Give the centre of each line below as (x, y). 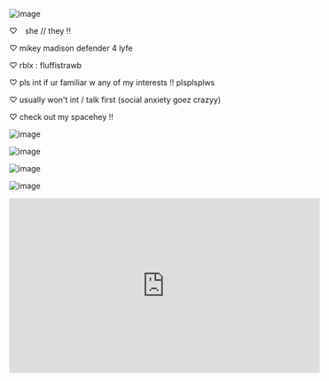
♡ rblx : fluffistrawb (46, 65)
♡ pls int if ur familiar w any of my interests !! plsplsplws (112, 83)
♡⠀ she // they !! (40, 31)
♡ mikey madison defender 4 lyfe (71, 48)
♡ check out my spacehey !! (61, 117)
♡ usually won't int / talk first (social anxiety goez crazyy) (115, 99)
